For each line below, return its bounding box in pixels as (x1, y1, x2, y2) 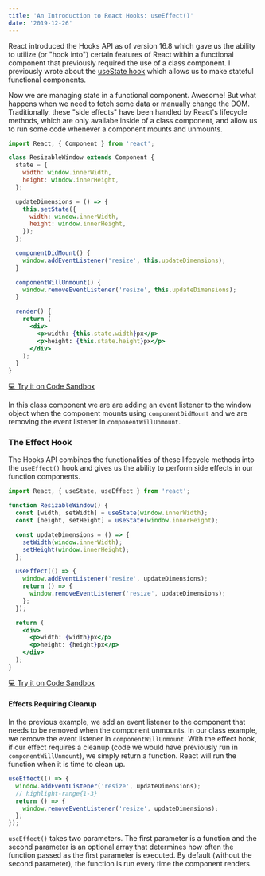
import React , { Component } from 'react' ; (8, 139, 155, 147)
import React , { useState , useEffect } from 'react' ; (8, 487, 191, 495)
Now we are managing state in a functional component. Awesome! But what (8, 90, 257, 100)
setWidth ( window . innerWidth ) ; (22, 538, 123, 546)
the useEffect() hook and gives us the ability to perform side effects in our (8, 463, 254, 473)
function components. (8, 471, 81, 482)
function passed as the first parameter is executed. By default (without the (8, 851, 252, 860)
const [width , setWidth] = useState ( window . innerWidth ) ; (15, 509, 208, 518)
